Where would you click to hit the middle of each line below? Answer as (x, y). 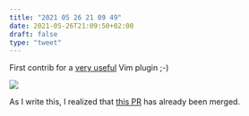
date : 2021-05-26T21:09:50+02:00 (72, 26)
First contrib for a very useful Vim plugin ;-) (89, 68)
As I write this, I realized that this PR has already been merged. (124, 102)
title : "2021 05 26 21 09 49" (66, 17)
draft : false (34, 34)
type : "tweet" (36, 42)
